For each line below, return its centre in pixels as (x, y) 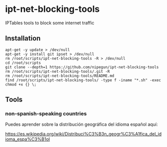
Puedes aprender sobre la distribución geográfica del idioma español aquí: (82, 124)
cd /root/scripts (23, 63)
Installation (23, 38)
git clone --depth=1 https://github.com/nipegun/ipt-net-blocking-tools (82, 67)
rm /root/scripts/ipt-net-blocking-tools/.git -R (58, 71)
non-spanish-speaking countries (46, 114)
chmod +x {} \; (21, 84)
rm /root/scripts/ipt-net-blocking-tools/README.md (60, 76)
